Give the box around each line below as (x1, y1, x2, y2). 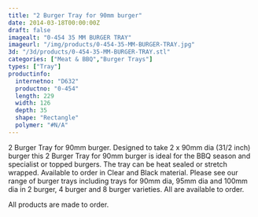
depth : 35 (15, 107, 47, 115)
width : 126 (15, 99, 51, 107)
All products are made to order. (8, 200, 109, 209)
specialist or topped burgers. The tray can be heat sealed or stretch (8, 159, 228, 169)
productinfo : (8, 70, 51, 78)
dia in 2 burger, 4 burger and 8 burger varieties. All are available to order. (8, 184, 245, 193)
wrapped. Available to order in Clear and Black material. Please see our (8, 167, 238, 177)
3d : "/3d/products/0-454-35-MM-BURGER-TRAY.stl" (8, 48, 171, 56)
